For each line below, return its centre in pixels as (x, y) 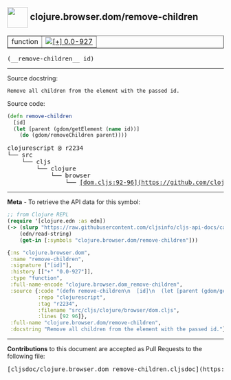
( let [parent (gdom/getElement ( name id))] (76, 129)
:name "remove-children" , (47, 259)
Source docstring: (33, 78)
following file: (26, 356)
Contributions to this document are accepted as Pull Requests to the (105, 349)
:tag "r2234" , (58, 304)
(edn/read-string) (46, 234)
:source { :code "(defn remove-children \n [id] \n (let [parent (104, 291)
